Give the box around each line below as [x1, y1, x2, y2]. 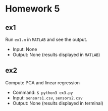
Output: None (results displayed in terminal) [12, 100, 103, 106]
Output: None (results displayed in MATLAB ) [12, 51, 100, 58]
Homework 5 [5, 3, 60, 15]
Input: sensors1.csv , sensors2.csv [12, 94, 83, 101]
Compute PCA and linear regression [5, 79, 80, 86]
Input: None [12, 46, 37, 52]
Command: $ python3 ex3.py [12, 89, 73, 95]
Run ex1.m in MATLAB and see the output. [5, 36, 87, 42]
